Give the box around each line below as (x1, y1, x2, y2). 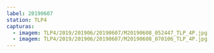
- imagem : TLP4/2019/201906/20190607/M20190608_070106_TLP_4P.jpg (12, 36, 208, 43)
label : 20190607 (6, 10, 53, 17)
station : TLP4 (6, 17, 48, 23)
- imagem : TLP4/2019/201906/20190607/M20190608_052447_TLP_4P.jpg (12, 29, 208, 36)
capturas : (6, 23, 35, 30)
